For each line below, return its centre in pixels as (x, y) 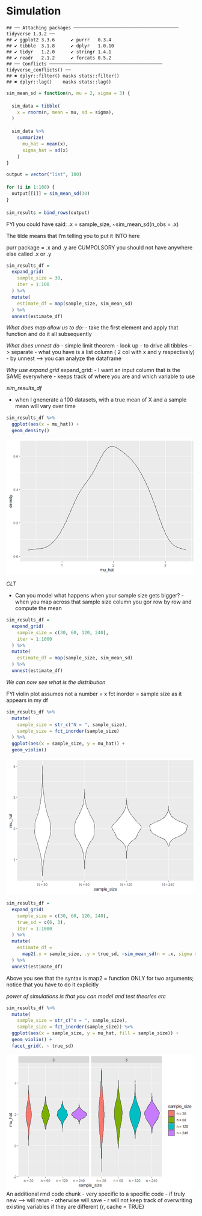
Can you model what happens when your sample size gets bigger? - (99, 596)
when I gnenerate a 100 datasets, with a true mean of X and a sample (101, 400)
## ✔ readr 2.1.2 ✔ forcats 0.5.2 (59, 58)
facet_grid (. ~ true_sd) (43, 1046)
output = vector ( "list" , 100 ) (44, 175)
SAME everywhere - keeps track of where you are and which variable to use (101, 376)
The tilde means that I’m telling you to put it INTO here (73, 236)
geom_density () (31, 431)
